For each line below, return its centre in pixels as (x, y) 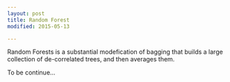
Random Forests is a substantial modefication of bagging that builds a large (115, 52)
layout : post (26, 13)
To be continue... (31, 72)
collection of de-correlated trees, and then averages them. (91, 59)
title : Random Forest (39, 20)
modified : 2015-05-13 (39, 26)
